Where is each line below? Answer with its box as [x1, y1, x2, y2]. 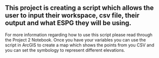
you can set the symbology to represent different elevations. [5, 47, 125, 53]
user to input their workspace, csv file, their [5, 12, 140, 20]
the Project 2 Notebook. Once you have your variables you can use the [5, 37, 146, 43]
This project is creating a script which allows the [5, 4, 154, 12]
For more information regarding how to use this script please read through [5, 31, 153, 38]
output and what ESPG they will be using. [5, 19, 131, 27]
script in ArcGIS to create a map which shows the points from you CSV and [5, 42, 155, 48]
